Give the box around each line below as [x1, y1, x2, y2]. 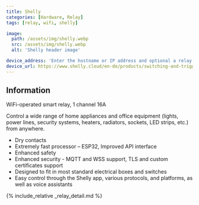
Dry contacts [14, 137, 47, 144]
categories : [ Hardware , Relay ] [6, 14, 84, 20]
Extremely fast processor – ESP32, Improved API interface [14, 143, 157, 150]
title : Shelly [6, 8, 41, 15]
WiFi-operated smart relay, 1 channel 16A [6, 101, 107, 108]
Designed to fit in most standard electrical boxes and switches [14, 168, 167, 175]
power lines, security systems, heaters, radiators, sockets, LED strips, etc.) [6, 119, 189, 126]
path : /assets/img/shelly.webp [11, 36, 89, 42]
